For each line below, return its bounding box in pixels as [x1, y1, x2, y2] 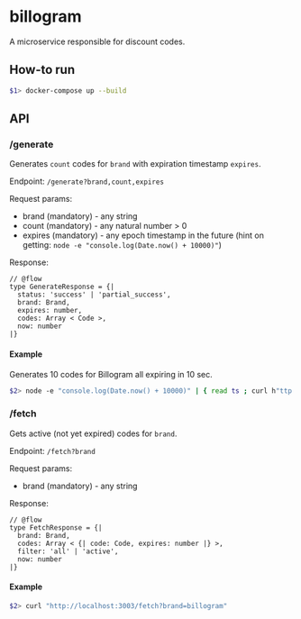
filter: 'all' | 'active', [17, 547, 119, 556]
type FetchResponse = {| [9, 523, 103, 533]
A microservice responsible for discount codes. [9, 36, 186, 47]
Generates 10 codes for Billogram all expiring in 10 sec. [9, 369, 214, 379]
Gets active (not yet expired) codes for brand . [9, 428, 178, 439]
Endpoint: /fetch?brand [9, 445, 96, 456]
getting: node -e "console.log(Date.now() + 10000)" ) [22, 240, 223, 250]
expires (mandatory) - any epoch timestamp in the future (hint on [22, 230, 264, 241]
